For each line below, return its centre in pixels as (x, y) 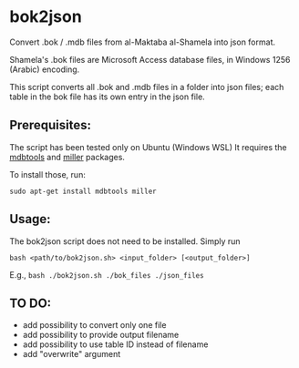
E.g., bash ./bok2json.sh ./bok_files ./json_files (107, 274)
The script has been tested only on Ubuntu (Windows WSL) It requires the (148, 147)
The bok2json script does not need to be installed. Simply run (125, 241)
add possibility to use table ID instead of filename (115, 344)
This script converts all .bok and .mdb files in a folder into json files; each (147, 87)
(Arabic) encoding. (45, 69)
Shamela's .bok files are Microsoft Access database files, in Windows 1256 (150, 59)
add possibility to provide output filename (101, 335)
